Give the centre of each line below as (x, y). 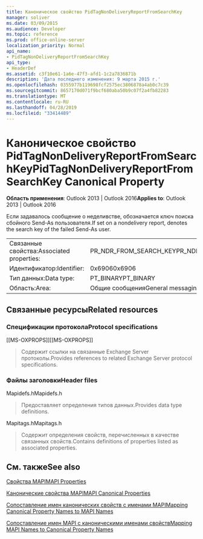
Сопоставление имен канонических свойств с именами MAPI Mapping (97, 505)
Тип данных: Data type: (42, 278)
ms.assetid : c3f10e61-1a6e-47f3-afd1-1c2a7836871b (71, 74)
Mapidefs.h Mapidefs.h (34, 393)
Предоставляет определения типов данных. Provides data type (101, 405)
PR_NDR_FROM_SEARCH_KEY (133, 251)
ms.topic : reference (32, 34)
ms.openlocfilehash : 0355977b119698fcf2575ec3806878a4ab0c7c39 (88, 85)
